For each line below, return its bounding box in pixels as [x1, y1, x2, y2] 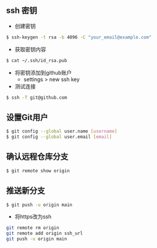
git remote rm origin [6, 225, 60, 231]
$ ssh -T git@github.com [6, 94, 67, 101]
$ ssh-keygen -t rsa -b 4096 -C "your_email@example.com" [6, 34, 152, 40]
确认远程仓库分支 [6, 152, 68, 162]
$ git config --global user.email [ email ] [6, 134, 112, 140]
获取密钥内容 [14, 46, 46, 53]
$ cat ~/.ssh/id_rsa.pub [6, 57, 67, 63]
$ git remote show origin [6, 168, 70, 173]
